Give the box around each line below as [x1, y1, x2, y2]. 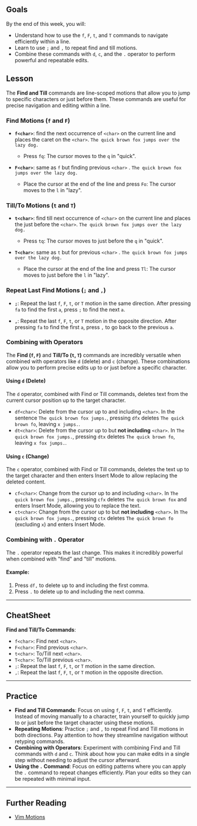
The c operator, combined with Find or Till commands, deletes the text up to [6, 466, 189, 473]
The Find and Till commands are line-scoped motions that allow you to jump [6, 89, 191, 96]
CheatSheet [6, 610, 51, 620]
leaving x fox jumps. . [14, 439, 67, 446]
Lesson [6, 73, 33, 84]
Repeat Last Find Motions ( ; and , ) [6, 286, 106, 294]
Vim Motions [14, 814, 46, 821]
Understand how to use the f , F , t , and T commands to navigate [14, 32, 168, 39]
